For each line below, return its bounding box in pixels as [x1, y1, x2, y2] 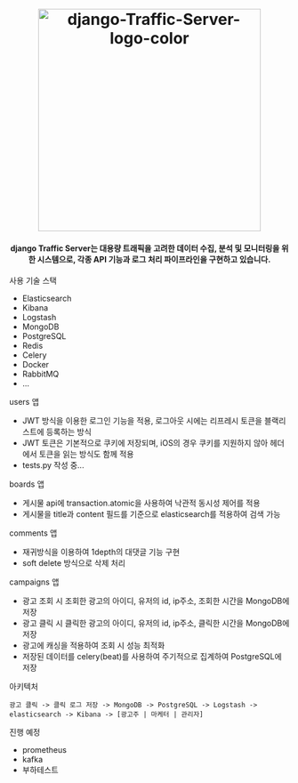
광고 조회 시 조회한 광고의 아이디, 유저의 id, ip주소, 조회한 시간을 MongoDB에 [21, 595, 290, 607]
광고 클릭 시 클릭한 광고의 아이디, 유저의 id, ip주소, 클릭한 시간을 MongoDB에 [21, 618, 290, 629]
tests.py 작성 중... [21, 460, 85, 471]
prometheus [21, 745, 67, 755]
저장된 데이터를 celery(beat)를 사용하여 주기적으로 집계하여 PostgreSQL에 [21, 651, 282, 662]
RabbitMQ [21, 368, 60, 380]
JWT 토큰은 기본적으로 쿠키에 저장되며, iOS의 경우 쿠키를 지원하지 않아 [21, 438, 269, 448]
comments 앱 [9, 528, 58, 538]
